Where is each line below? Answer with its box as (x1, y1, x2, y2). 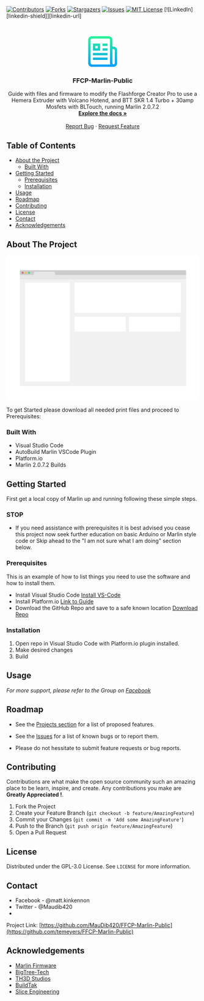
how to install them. (6, 579, 56, 586)
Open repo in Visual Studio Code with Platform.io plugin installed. (15, 639, 180, 647)
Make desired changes (15, 646, 73, 653)
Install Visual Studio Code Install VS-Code (15, 591, 121, 599)
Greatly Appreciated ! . (6, 791, 64, 798)
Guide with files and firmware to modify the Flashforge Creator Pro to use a (8, 90, 197, 98)
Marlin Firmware (15, 962, 57, 969)
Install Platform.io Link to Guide (15, 597, 94, 605)
